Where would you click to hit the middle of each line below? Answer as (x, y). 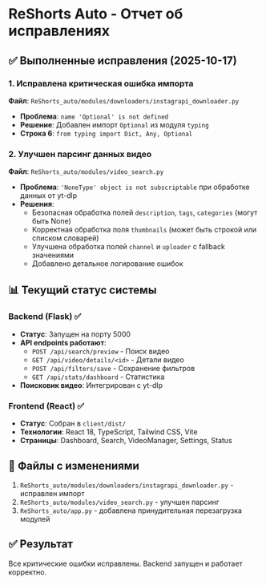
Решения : (37, 204)
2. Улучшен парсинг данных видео (80, 154)
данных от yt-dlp (48, 196)
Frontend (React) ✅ (46, 405)
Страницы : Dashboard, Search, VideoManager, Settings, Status (126, 441)
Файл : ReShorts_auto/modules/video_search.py (86, 171)
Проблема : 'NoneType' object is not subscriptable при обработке (135, 187)
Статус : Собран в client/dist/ (73, 424)
